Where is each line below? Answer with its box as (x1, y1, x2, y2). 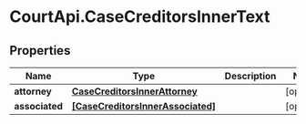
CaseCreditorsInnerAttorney (71, 85, 198, 98)
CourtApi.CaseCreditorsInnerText (9, 6, 270, 27)
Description (224, 70, 277, 82)
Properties (9, 43, 71, 58)
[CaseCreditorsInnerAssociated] (71, 100, 217, 112)
